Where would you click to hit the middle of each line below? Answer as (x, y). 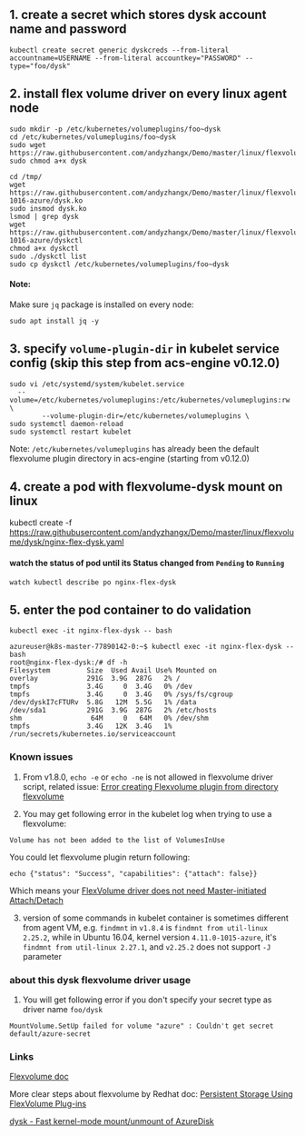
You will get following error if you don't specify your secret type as (147, 1000)
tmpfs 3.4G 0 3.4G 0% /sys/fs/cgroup (121, 694)
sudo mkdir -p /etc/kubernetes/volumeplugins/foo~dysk (115, 129)
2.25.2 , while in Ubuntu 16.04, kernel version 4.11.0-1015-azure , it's (149, 937)
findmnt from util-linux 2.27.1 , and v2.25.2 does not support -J (147, 947)
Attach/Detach (36, 900)
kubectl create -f (41, 523)
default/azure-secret (50, 1034)
